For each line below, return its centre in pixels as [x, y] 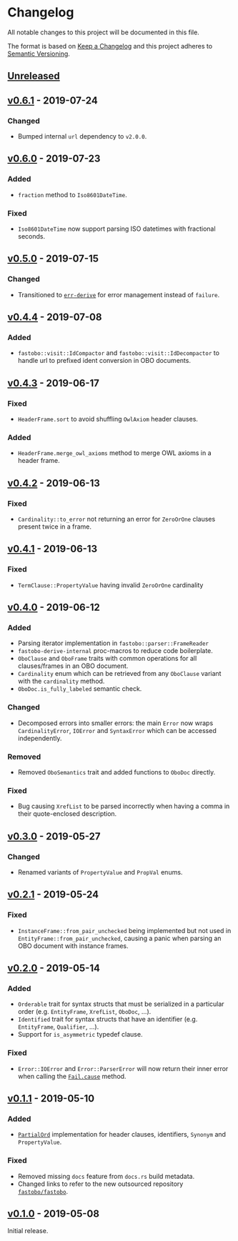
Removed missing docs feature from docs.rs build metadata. [106, 1176]
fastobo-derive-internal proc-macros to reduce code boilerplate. [115, 651]
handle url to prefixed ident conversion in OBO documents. [104, 361]
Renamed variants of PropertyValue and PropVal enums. [100, 872]
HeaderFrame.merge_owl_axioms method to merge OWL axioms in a [114, 453]
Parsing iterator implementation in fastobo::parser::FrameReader [113, 643]
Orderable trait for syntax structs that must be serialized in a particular [121, 1004]
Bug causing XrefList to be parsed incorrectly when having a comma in [124, 806]
